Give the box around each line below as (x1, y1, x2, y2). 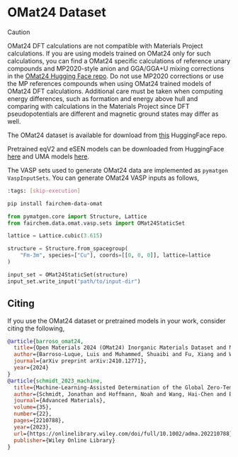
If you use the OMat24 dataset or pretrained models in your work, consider (7, 316, 226, 325)
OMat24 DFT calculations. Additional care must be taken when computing (7, 87, 223, 95)
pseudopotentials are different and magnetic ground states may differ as (7, 109, 219, 118)
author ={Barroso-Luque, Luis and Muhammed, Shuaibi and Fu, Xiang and (13, 351, 227, 358)
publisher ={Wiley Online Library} (13, 436, 115, 444)
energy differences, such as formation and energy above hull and (7, 94, 198, 103)
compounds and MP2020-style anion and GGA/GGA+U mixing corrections (7, 64, 225, 72)
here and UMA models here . (7, 152, 90, 161)
